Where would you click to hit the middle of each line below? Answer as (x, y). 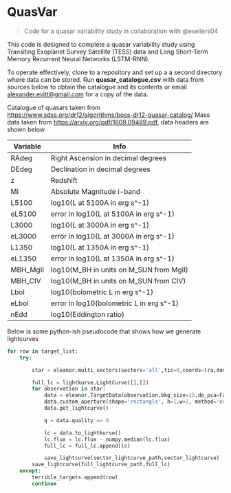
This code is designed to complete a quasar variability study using (101, 44)
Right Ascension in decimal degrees (109, 157)
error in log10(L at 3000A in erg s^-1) (113, 236)
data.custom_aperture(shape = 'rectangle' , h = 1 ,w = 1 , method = (130, 402)
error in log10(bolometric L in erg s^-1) (114, 303)
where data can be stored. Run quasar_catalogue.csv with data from (106, 79)
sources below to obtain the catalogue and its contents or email (97, 87)
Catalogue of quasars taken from (54, 107)
